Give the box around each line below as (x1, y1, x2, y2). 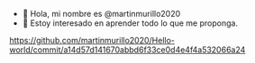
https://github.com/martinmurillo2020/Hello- (9, 35, 176, 45)
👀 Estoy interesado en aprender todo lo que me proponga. (22, 18, 239, 28)
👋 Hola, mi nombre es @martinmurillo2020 (22, 9, 181, 19)
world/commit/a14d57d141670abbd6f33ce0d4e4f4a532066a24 (9, 44, 246, 55)
